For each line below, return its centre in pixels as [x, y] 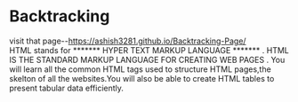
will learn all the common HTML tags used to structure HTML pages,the [140, 69]
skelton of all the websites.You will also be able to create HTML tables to [142, 78]
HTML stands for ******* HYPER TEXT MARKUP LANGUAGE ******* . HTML [149, 50]
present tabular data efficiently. [67, 88]
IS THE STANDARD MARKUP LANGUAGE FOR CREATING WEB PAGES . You [147, 59]
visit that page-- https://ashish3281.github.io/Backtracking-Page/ [128, 41]
